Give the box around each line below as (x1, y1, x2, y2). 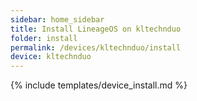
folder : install (10, 33, 78, 43)
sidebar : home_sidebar (10, 14, 105, 25)
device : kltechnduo (10, 52, 92, 62)
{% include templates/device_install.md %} (10, 79, 188, 91)
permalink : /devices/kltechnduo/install (10, 42, 182, 53)
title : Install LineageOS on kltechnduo (10, 24, 182, 34)
